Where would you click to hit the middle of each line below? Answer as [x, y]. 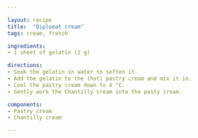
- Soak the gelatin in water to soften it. [73, 72]
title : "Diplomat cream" [45, 27]
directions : [25, 65]
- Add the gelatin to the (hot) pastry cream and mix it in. [100, 79]
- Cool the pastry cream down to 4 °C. [66, 85]
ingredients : [27, 46]
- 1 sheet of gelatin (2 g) [49, 53]
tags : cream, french [38, 33]
